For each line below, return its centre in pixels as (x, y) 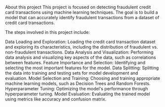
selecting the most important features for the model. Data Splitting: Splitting (82, 68)
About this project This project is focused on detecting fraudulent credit (78, 7)
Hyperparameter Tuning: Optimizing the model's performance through (77, 89)
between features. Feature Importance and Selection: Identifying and (75, 63)
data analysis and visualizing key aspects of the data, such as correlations (81, 57)
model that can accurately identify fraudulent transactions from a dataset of (82, 17)
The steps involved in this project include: (47, 32)
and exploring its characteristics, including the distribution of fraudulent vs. (82, 47)
